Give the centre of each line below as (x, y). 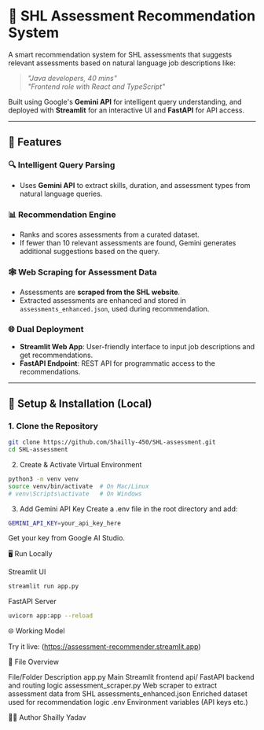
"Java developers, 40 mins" (72, 78)
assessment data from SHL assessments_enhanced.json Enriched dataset (128, 694)
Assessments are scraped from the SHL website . (100, 292)
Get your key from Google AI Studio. (67, 538)
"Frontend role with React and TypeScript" (96, 87)
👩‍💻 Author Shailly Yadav (47, 717)
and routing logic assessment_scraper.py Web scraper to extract (113, 686)
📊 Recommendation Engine (62, 214)
